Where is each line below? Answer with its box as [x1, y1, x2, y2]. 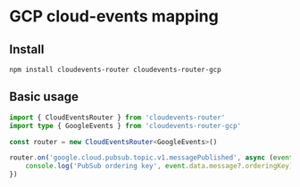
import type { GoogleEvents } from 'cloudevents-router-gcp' [9, 121, 242, 130]
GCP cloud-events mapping [9, 6, 219, 27]
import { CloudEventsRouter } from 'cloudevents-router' [9, 113, 226, 122]
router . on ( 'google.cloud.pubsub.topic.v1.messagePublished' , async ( [9, 153, 274, 162]
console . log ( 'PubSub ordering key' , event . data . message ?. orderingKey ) [25, 162, 294, 171]
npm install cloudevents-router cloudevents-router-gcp [9, 65, 221, 74]
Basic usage [9, 89, 79, 104]
